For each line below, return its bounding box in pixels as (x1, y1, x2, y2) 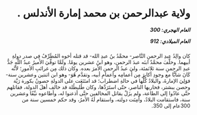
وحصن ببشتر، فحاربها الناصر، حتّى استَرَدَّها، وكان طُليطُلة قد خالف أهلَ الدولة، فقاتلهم (6, 83, 191, 91)
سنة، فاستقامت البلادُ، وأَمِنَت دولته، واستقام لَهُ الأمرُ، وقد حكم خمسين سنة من (21, 96, 191, 103)
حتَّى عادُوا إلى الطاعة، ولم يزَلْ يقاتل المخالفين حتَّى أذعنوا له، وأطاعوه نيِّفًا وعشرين (10, 90, 191, 97)
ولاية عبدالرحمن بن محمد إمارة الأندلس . (17, 6, 191, 20)
